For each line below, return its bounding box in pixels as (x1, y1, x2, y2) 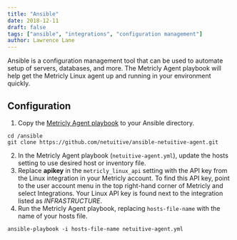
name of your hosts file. (17, 212, 88, 220)
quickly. (7, 79, 31, 88)
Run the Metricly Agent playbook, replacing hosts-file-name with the (17, 204, 221, 212)
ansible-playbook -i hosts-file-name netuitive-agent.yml (7, 225, 183, 232)
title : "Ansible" (7, 10, 59, 18)
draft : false (7, 24, 46, 31)
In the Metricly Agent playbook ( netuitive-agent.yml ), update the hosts (17, 151, 228, 160)
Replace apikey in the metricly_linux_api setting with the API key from (17, 166, 228, 174)
